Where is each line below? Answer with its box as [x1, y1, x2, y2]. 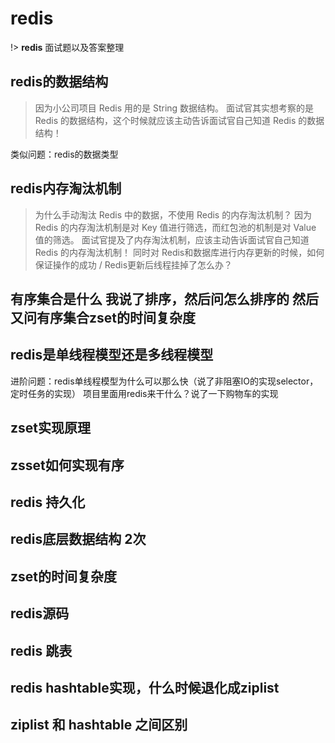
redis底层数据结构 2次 [10, 531, 147, 548]
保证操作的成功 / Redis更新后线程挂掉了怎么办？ [34, 258, 233, 271]
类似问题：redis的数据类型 [10, 148, 119, 160]
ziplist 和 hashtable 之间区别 [10, 717, 188, 734]
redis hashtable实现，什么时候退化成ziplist [10, 679, 280, 696]
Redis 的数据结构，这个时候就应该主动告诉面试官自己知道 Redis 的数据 [34, 114, 325, 126]
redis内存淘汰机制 [10, 180, 122, 197]
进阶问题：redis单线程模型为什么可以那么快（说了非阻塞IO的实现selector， [10, 375, 319, 387]
